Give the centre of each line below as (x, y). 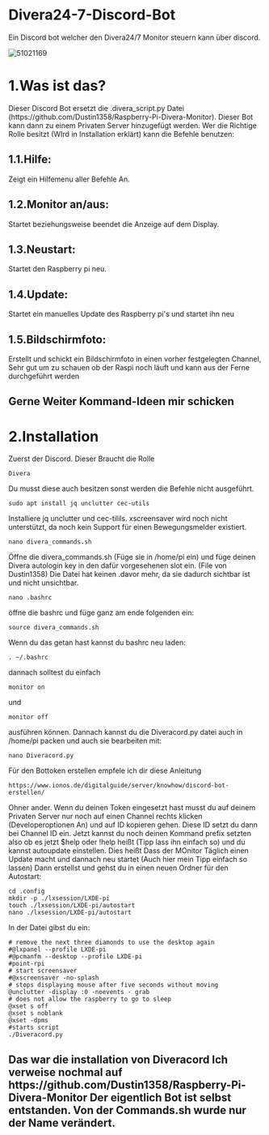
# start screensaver (43, 971)
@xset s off (28, 1006)
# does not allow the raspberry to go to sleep (90, 999)
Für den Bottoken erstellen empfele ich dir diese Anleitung (105, 770)
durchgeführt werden (44, 376)
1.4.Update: (38, 294)
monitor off (28, 717)
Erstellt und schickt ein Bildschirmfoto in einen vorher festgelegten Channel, (135, 359)
